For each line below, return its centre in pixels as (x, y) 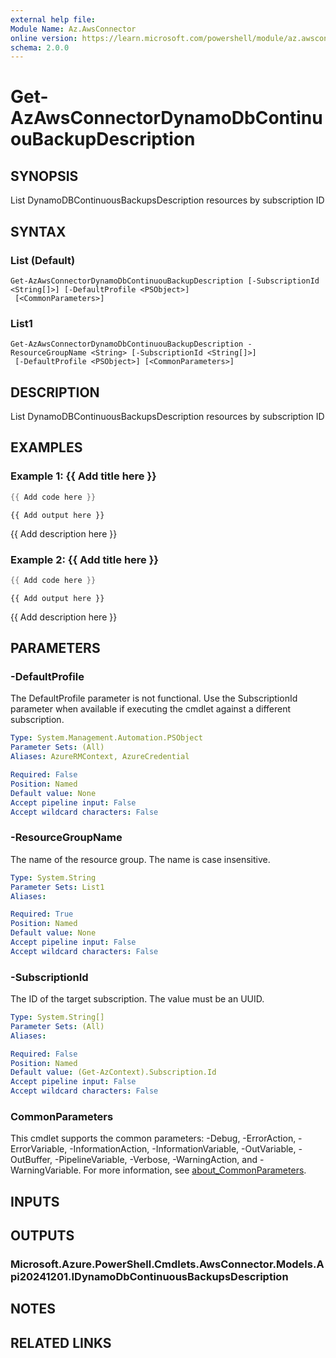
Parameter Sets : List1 (57, 887)
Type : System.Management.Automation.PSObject (106, 738)
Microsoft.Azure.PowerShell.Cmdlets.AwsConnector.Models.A (167, 1264)
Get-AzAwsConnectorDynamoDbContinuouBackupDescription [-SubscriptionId (165, 281)
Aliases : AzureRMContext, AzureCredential (100, 757)
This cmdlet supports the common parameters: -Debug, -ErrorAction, (153, 1138)
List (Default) (43, 260)
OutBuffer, (31, 1160)
